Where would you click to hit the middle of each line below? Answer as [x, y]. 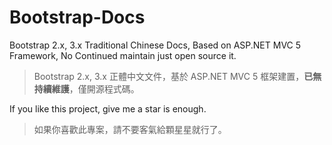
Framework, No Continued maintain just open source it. [123, 55]
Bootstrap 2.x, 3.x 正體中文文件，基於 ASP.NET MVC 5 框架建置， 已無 [177, 76]
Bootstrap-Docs [77, 17]
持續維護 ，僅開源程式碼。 [86, 88]
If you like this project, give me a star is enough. [108, 108]
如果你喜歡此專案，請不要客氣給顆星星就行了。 [130, 129]
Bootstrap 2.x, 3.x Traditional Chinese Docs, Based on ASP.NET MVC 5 [155, 45]
